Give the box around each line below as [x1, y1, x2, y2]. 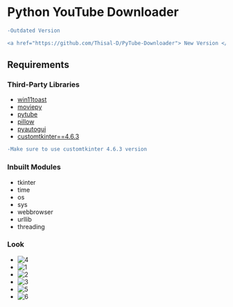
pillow [17, 117, 35, 126]
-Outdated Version [7, 27, 60, 34]
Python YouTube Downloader [7, 4, 179, 20]
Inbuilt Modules [7, 163, 61, 172]
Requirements [7, 59, 69, 71]
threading [17, 222, 45, 231]
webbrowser [17, 208, 53, 216]
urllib [17, 215, 33, 223]
